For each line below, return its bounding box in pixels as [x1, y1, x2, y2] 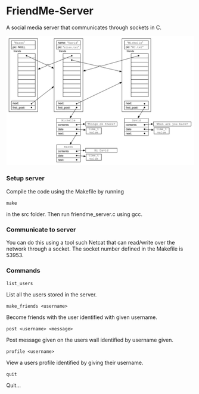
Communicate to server [6, 225, 76, 233]
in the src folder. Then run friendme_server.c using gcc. [6, 210, 143, 218]
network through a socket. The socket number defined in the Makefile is [6, 245, 184, 252]
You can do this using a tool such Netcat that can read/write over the [6, 239, 175, 246]
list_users [6, 281, 33, 287]
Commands [6, 266, 41, 274]
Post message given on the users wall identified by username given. [6, 336, 174, 343]
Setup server [6, 174, 45, 183]
